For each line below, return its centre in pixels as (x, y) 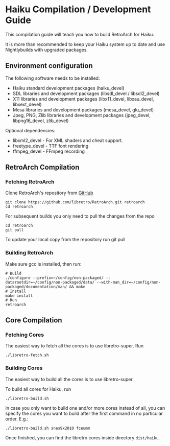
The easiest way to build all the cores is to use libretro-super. (69, 379)
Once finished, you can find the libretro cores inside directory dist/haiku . (82, 437)
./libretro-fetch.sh (27, 355)
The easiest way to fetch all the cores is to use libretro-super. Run (75, 346)
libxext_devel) (27, 104)
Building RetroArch (29, 253)
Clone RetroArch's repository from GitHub (49, 193)
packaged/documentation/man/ (36, 287)
